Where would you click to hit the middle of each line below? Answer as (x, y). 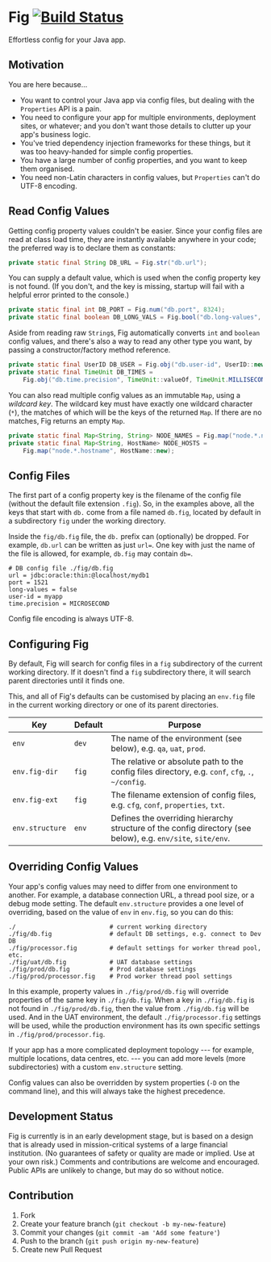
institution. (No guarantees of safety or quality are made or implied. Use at (132, 1153)
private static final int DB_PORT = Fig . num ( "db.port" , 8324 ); (117, 310)
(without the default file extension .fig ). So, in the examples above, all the (131, 504)
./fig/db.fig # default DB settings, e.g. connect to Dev (135, 934)
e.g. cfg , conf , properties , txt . (168, 805)
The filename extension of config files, (183, 795)
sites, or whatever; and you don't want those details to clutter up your (135, 126)
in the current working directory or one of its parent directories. (114, 705)
